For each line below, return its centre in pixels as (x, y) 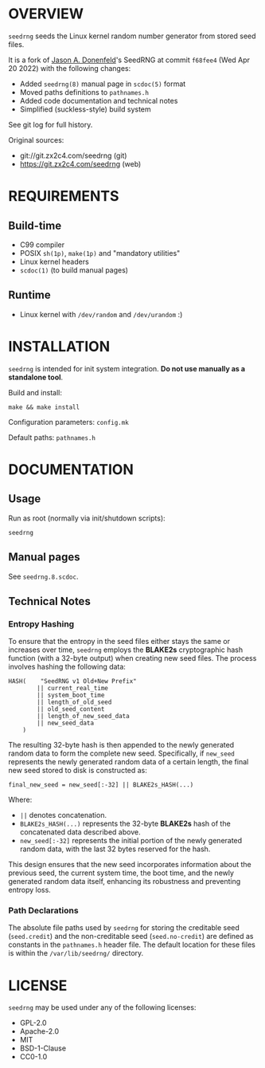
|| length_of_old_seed (74, 702)
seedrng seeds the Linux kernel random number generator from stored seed (132, 36)
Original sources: (36, 139)
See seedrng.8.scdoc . (43, 576)
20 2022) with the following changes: (70, 68)
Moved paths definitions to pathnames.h (84, 92)
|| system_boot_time (71, 695)
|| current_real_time (73, 689)
